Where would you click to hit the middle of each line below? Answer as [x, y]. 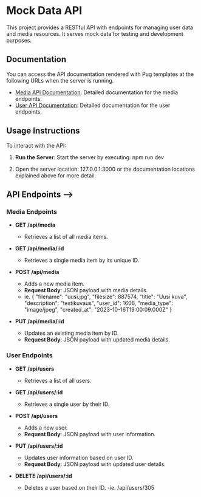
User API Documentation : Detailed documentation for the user [93, 105]
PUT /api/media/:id [39, 321]
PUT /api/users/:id [39, 446]
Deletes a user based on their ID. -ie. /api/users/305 [89, 487]
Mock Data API [44, 11]
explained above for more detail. [55, 175]
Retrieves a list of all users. [58, 380]
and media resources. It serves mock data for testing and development [95, 33]
